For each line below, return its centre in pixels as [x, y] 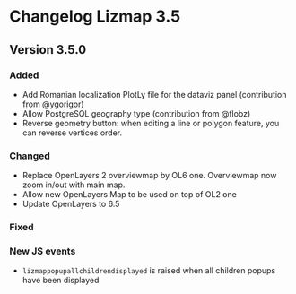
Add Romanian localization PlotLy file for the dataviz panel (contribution [154, 94]
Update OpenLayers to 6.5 [71, 204]
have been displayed [61, 281]
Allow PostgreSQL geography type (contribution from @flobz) [136, 113]
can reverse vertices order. [72, 133]
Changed [30, 156]
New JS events [43, 251]
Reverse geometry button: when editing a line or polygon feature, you [151, 123]
